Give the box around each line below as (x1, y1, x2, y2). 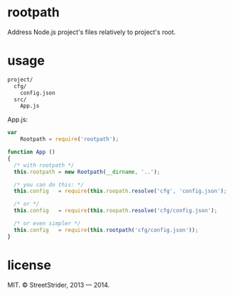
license (7, 257, 52, 273)
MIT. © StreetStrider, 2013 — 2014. (7, 280, 110, 289)
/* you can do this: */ (13, 181, 84, 188)
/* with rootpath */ (13, 161, 75, 169)
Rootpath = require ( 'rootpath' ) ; (20, 136, 119, 143)
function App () (7, 148, 55, 155)
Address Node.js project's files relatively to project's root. (7, 28, 176, 36)
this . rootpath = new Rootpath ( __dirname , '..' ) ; (13, 168, 161, 175)
